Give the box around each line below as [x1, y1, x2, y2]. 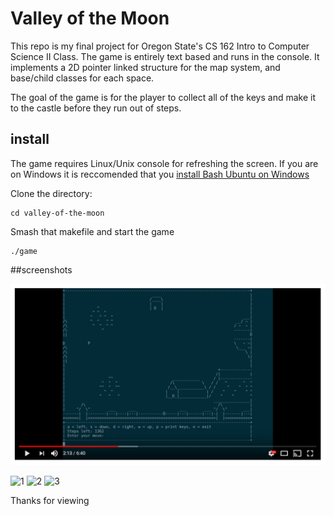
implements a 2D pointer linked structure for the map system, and [10, 61, 281, 73]
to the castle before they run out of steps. [10, 102, 182, 114]
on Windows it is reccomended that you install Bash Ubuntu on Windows [10, 168, 310, 180]
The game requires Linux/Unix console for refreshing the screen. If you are [10, 157, 319, 169]
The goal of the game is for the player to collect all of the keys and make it [10, 91, 316, 103]
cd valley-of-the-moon [10, 208, 105, 218]
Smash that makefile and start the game [10, 225, 175, 237]
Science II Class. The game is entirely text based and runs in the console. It [10, 50, 320, 62]
